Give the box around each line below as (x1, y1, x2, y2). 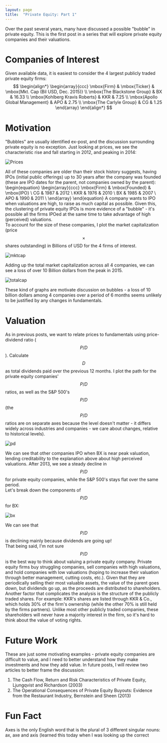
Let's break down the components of (5, 487, 81, 493)
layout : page (5, 7, 32, 12)
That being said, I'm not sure (5, 543, 64, 549)
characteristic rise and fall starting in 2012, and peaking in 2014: (5, 149, 137, 155)
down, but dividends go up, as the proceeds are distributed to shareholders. (5, 585, 162, 591)
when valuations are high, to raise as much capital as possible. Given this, (5, 200, 157, 206)
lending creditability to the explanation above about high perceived (5, 455, 143, 461)
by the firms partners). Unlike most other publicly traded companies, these (5, 606, 159, 612)
